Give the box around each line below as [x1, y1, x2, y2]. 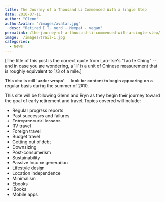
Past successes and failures [12, 112, 70, 119]
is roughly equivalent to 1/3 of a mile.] [5, 68, 82, 74]
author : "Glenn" [5, 16, 39, 21]
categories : [5, 40, 30, 44]
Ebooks [12, 181, 28, 187]
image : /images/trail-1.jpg [5, 35, 65, 40]
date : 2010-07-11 [5, 12, 41, 17]
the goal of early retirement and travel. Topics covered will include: [5, 97, 141, 104]
